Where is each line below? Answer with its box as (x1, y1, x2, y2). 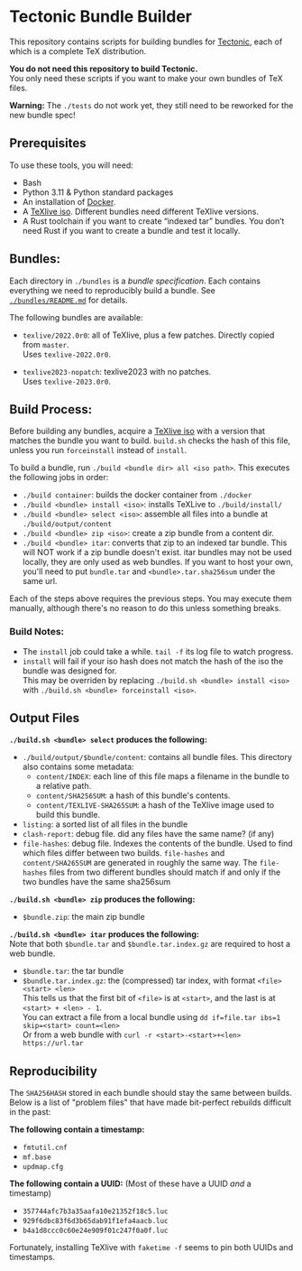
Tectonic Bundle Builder (9, 6, 192, 27)
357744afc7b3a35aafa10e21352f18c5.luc (22, 1207, 169, 1216)
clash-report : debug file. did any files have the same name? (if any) (22, 829, 275, 840)
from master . (22, 339, 69, 349)
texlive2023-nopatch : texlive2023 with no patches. (22, 366, 212, 376)
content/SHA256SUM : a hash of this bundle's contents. (35, 790, 231, 801)
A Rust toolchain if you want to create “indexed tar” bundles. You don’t (22, 215, 285, 227)
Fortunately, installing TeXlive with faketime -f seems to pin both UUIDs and (9, 1242, 294, 1253)
